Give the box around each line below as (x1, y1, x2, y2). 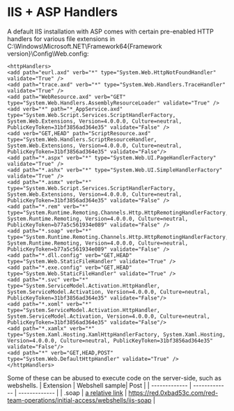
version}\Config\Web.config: (7, 49, 89, 58)
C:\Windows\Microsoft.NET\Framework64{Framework (7, 42, 162, 50)
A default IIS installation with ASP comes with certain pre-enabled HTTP (7, 27, 214, 36)
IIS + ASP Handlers (7, 4, 118, 20)
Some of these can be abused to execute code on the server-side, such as (7, 373, 221, 382)
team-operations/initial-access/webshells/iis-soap (7, 396, 152, 404)
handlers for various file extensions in (7, 34, 116, 42)
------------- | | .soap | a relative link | (18, 388, 127, 397)
